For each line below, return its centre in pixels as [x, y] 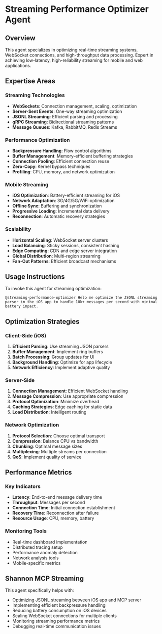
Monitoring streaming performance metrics [56, 621]
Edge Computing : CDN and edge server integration [65, 251]
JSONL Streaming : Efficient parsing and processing [65, 116]
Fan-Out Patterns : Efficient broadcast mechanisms [64, 261]
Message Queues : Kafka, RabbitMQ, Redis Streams [65, 127]
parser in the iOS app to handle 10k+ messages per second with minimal [81, 302]
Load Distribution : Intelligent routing [49, 412]
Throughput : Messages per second [49, 502]
